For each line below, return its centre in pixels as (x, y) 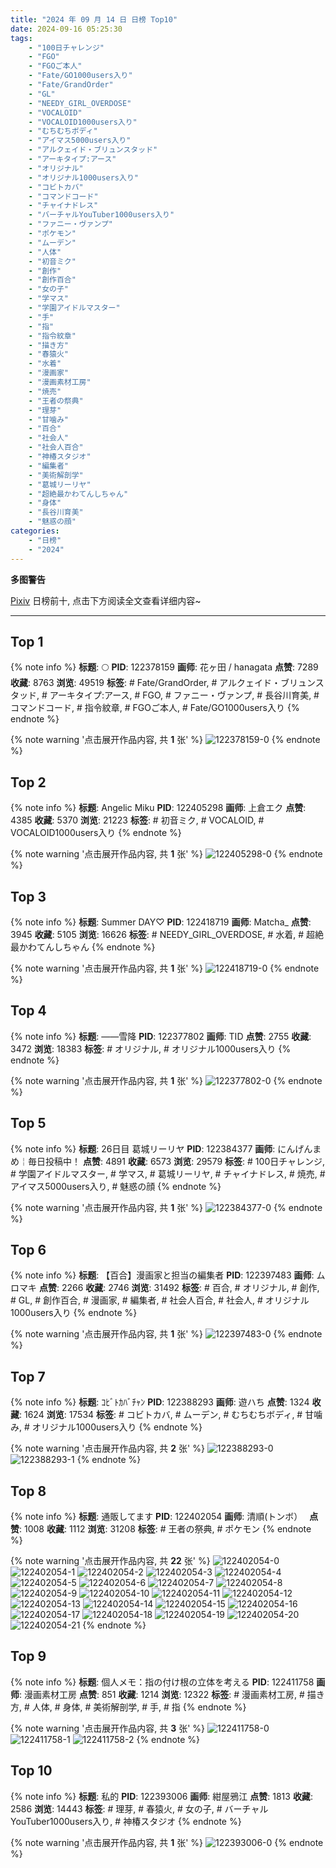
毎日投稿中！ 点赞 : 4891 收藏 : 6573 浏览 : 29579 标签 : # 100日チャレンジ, (176, 1161)
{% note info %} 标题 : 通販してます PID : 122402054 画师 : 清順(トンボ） (154, 1516)
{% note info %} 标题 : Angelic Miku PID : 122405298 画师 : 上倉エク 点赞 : (158, 808)
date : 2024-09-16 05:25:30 (66, 29)
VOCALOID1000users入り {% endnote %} (96, 833)
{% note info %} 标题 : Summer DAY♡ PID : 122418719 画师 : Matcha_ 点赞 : (161, 922)
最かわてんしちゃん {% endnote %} (83, 947)
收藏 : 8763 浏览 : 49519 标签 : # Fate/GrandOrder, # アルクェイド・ (145, 683)
